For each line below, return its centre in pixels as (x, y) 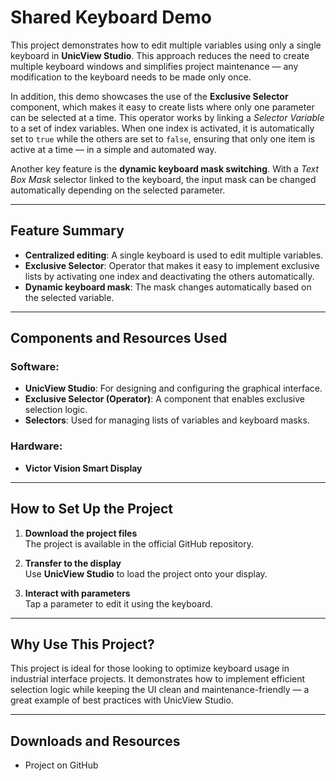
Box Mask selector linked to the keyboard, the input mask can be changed (163, 179)
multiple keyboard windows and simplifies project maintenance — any (154, 66)
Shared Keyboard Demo (111, 17)
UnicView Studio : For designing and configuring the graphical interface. (173, 388)
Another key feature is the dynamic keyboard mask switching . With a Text (165, 168)
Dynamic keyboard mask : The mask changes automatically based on (168, 287)
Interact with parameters (77, 593)
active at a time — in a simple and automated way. (113, 149)
